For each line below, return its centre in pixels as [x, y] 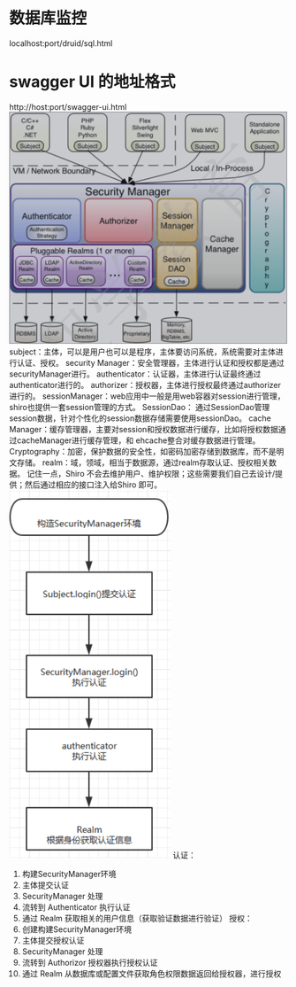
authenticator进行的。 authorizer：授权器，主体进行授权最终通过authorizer [145, 385]
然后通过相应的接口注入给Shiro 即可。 [93, 485]
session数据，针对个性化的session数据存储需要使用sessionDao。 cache [140, 418]
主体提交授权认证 [53, 941]
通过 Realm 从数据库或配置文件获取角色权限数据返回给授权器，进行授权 [152, 974]
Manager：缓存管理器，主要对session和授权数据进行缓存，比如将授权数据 [144, 430]
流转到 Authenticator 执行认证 [76, 907]
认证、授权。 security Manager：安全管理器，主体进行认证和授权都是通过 [150, 363]
